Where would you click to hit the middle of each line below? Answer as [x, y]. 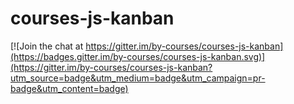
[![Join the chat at [47, 46]
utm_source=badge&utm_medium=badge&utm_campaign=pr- [138, 78]
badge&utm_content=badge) [69, 88]
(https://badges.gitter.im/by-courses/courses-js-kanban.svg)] [138, 56]
